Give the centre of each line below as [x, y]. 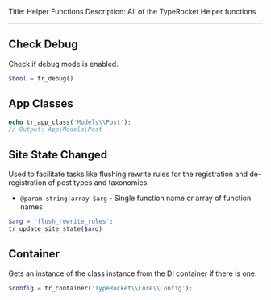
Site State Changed [58, 155]
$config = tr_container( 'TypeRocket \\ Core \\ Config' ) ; [101, 288]
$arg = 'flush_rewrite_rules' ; [61, 222]
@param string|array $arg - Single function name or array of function [135, 198]
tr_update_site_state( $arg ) [56, 228]
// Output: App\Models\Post [56, 129]
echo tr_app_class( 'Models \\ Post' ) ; [70, 122]
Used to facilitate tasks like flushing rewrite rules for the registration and [128, 174]
